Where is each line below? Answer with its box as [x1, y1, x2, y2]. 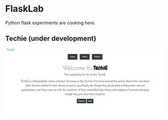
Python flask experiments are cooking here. [5, 20, 96, 26]
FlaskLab [5, 3, 44, 15]
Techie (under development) [5, 34, 97, 43]
